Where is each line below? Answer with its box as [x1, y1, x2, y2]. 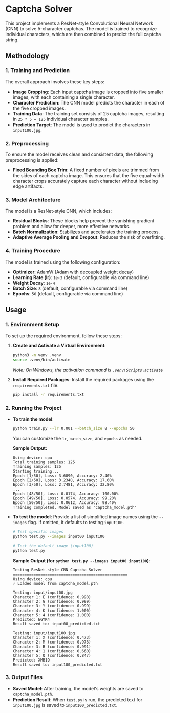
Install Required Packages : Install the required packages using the [12, 376, 154, 382]
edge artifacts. [12, 183, 44, 189]
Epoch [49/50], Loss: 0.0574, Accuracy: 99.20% [12, 496, 116, 501]
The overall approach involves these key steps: [5, 78, 105, 85]
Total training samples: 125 [12, 460, 75, 465]
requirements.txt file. [12, 382, 59, 388]
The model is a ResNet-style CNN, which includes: [5, 208, 112, 214]
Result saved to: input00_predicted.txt [12, 621, 100, 627]
